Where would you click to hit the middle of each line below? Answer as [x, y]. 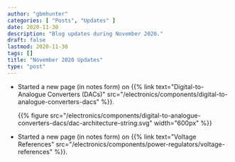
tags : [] [20, 54]
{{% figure [33, 115]
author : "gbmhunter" [38, 14]
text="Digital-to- [180, 86]
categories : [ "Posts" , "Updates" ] [61, 21]
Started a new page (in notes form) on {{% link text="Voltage [107, 137]
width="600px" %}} [183, 123]
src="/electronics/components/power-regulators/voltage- [140, 144]
